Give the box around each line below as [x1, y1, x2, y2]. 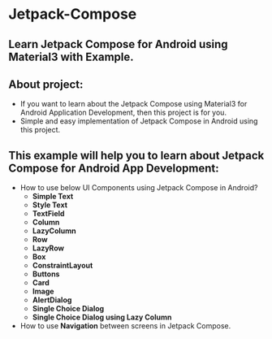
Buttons [32, 269, 60, 279]
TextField [32, 209, 65, 219]
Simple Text [32, 192, 74, 202]
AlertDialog [32, 295, 72, 305]
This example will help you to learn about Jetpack [8, 148, 265, 163]
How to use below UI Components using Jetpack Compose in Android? [19, 183, 258, 193]
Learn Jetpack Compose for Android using [8, 37, 229, 51]
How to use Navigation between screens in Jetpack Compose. [19, 321, 231, 331]
